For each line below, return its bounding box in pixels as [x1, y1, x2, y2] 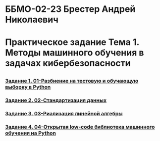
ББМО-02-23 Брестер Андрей [5, 3, 136, 15]
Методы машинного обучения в [5, 47, 144, 58]
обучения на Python [5, 130, 56, 137]
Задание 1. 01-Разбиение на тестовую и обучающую [5, 77, 139, 84]
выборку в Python [5, 83, 51, 90]
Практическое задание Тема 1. [5, 37, 140, 48]
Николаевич [5, 14, 58, 25]
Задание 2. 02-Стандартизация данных [5, 96, 107, 103]
